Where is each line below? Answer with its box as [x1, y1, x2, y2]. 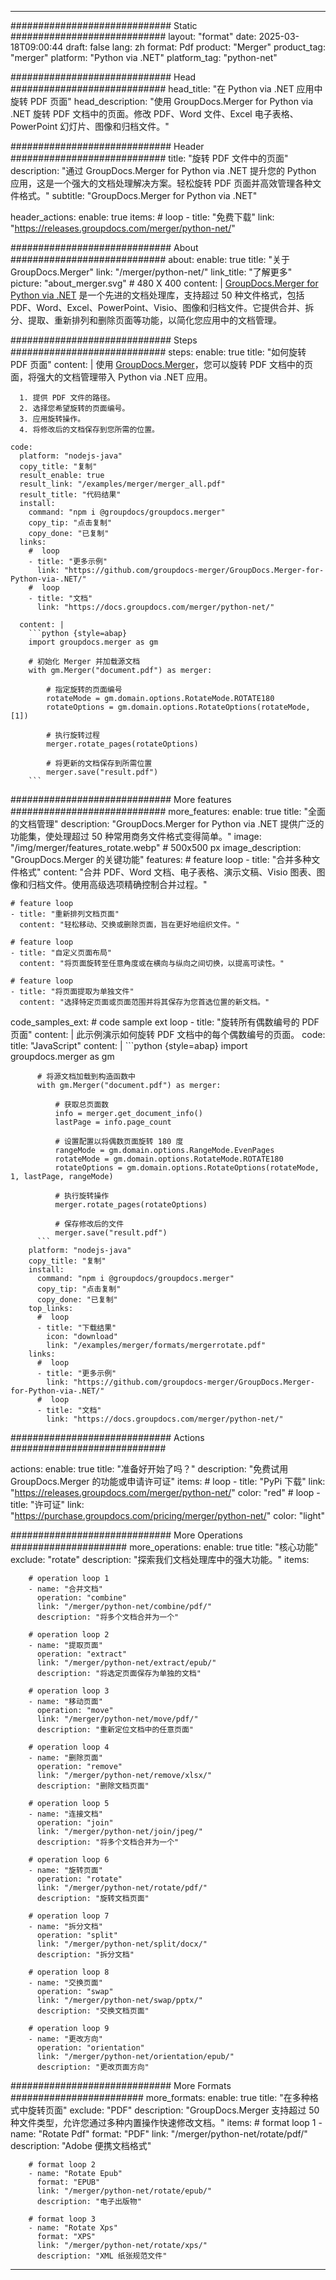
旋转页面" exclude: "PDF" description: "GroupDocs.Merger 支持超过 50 [27, 2104, 320, 2116]
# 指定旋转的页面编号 [46, 685, 123, 695]
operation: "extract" [36, 1649, 128, 1659]
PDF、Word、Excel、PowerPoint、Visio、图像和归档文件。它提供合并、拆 [10, 302, 315, 313]
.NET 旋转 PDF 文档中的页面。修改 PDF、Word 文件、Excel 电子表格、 [10, 108, 299, 120]
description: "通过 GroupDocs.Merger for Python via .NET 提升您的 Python [10, 165, 317, 176]
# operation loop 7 [28, 1911, 110, 1921]
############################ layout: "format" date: [10, 31, 257, 42]
